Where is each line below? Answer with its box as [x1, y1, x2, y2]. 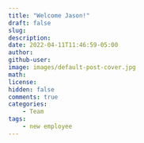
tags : [8, 115, 26, 123]
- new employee [22, 122, 73, 130]
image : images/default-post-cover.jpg [8, 64, 136, 71]
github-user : [8, 56, 51, 64]
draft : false [8, 19, 51, 27]
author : [8, 48, 34, 56]
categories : [8, 100, 47, 108]
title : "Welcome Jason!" [8, 11, 90, 20]
